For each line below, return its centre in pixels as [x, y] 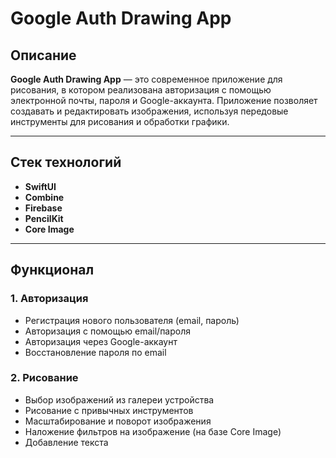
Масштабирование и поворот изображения [118, 421]
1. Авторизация [49, 299]
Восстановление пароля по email [95, 352]
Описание [43, 55]
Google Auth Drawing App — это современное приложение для [146, 79]
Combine [44, 197]
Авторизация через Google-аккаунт [101, 341]
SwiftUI [40, 186]
